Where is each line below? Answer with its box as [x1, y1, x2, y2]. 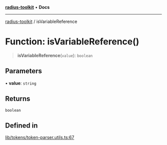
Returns [5, 95, 31, 103]
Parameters [5, 67, 42, 75]
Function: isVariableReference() [5, 36, 140, 47]
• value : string [5, 80, 36, 86]
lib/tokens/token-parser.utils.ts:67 [5, 135, 75, 141]
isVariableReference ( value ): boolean [17, 52, 93, 58]
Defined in [5, 121, 38, 130]
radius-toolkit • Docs [5, 4, 50, 10]
